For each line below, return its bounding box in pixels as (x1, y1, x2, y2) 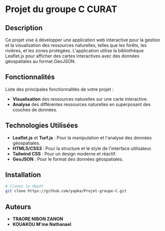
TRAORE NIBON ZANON (12, 216, 64, 222)
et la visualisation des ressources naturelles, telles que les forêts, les (5, 42, 147, 48)
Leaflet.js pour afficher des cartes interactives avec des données (5, 53, 139, 59)
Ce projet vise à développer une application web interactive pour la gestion (5, 37, 160, 43)
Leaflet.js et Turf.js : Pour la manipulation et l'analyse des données (12, 134, 152, 140)
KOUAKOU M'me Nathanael (12, 221, 72, 227)
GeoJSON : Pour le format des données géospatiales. (12, 156, 124, 162)
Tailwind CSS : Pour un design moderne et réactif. (12, 150, 117, 157)
